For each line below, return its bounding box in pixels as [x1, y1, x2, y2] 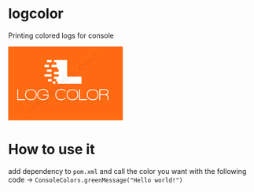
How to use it [8, 141, 96, 158]
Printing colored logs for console [8, 31, 114, 40]
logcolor [8, 5, 64, 23]
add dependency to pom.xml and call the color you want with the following [8, 166, 247, 175]
